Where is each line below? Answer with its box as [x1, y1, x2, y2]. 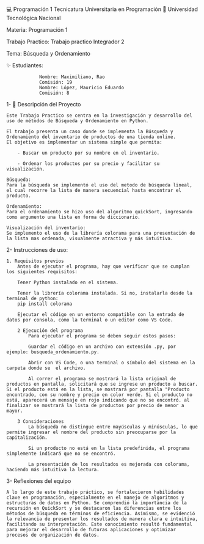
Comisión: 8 [38, 90, 70, 96]
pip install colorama [17, 301, 72, 307]
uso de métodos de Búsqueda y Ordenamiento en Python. [6, 118, 149, 124]
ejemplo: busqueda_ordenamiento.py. [6, 349, 100, 355]
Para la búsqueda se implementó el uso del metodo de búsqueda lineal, [6, 182, 192, 188]
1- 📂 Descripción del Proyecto [6, 101, 81, 108]
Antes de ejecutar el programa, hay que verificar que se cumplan [17, 263, 190, 270]
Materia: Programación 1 [6, 26, 68, 33]
